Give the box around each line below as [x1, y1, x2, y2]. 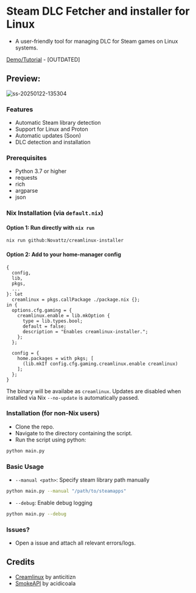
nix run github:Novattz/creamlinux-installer [6, 237, 124, 244]
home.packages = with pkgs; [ [17, 355, 94, 361]
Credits [6, 557, 35, 567]
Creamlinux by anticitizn [15, 573, 76, 580]
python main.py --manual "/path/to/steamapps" [6, 488, 127, 495]
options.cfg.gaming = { [12, 307, 72, 313]
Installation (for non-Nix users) [6, 409, 100, 418]
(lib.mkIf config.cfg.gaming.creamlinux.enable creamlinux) [22, 361, 178, 367]
